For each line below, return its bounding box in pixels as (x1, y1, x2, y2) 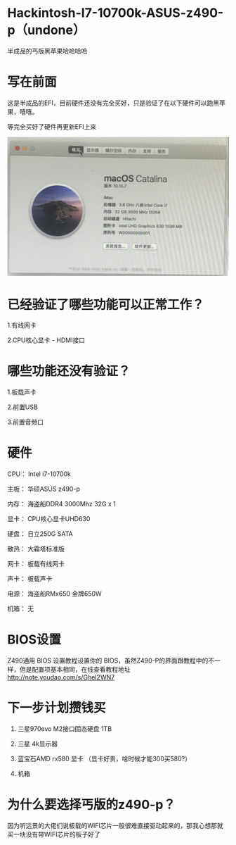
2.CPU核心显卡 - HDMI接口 (7, 336, 86, 344)
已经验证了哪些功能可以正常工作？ (7, 296, 205, 313)
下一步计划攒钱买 (7, 700, 107, 716)
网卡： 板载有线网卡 (7, 560, 65, 568)
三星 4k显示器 (17, 739, 58, 748)
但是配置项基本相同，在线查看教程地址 (19, 665, 131, 674)
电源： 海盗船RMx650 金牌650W (7, 589, 102, 598)
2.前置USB (7, 403, 39, 411)
